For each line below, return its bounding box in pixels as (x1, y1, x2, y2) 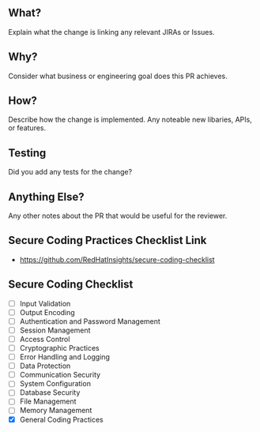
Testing (8, 146, 47, 160)
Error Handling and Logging (19, 352, 111, 362)
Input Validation (19, 299, 71, 308)
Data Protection (19, 361, 71, 370)
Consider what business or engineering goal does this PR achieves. (8, 71, 228, 81)
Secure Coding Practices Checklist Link (8, 234, 207, 247)
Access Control (19, 334, 70, 344)
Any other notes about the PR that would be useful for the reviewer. (8, 211, 228, 220)
